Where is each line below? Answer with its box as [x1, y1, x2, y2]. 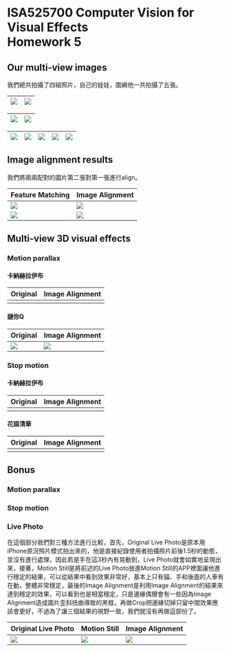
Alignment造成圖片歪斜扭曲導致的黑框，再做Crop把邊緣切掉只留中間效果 [7, 598, 212, 607]
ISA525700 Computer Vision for [7, 5, 195, 21]
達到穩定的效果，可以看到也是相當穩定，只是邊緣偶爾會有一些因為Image [7, 590, 212, 598]
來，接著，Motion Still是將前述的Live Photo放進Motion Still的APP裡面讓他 [7, 564, 214, 573]
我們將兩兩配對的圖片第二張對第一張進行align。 [7, 173, 142, 181]
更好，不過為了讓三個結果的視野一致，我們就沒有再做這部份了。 [19, 607, 200, 615]
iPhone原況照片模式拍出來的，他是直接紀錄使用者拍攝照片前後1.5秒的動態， [7, 547, 221, 556]
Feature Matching [10, 190, 70, 199]
